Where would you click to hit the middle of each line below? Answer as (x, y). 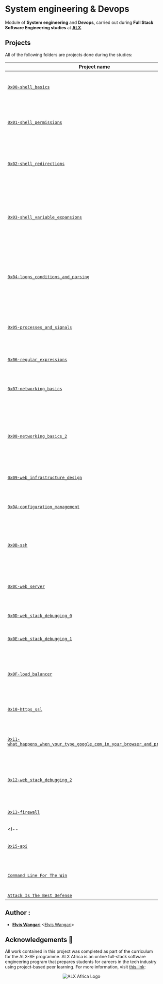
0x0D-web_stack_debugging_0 (40, 616)
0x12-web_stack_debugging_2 (40, 780)
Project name (94, 67)
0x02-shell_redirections (36, 164)
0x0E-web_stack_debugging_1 (40, 639)
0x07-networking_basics (35, 389)
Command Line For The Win (37, 875)
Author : (18, 913)
